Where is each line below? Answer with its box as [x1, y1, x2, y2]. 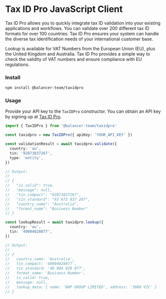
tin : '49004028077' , [9, 229, 52, 234]
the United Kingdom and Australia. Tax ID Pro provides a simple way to [5, 51, 151, 57]
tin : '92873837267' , [9, 151, 52, 156]
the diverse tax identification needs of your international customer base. [5, 36, 154, 42]
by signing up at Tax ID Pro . [5, 114, 62, 120]
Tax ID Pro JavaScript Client [5, 3, 123, 15]
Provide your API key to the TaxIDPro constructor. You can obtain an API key [5, 108, 161, 114]
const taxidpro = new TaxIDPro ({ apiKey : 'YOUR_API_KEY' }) [5, 132, 133, 138]
